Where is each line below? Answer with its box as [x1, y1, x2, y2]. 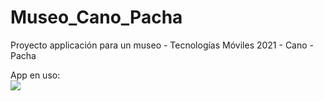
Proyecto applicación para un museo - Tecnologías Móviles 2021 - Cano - [10, 39, 315, 51]
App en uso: [10, 69, 61, 81]
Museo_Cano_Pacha [10, 6, 183, 29]
